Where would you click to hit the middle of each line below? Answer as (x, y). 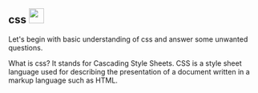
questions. (26, 47)
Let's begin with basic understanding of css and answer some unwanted (128, 39)
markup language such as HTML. (63, 80)
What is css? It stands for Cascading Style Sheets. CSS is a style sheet (125, 63)
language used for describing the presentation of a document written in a (129, 71)
